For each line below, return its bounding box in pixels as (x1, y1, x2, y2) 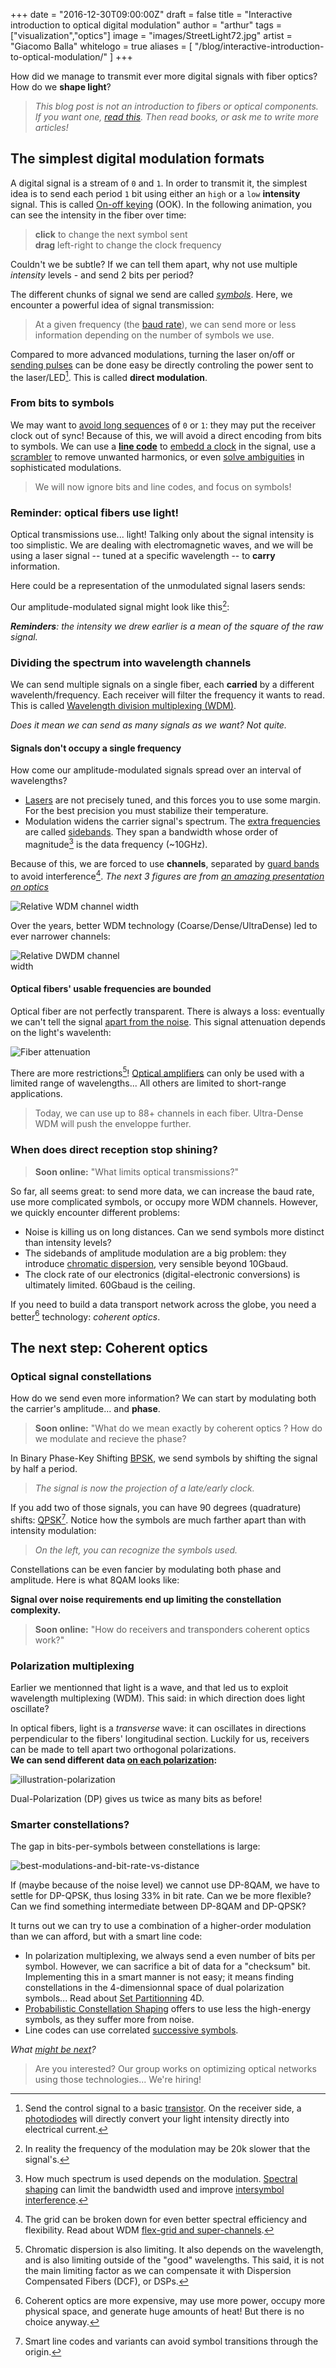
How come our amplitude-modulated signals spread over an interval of (10, 764, 302, 776)
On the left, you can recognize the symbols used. (34, 1544, 238, 1556)
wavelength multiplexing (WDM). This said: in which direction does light (10, 1692, 306, 1704)
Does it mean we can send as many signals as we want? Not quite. (10, 719, 287, 731)
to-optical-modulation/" (10, 51, 108, 63)
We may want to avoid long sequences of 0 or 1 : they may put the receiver (10, 419, 317, 431)
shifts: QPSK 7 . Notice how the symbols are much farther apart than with (10, 1512, 307, 1526)
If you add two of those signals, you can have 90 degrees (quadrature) (10, 1502, 302, 1514)
